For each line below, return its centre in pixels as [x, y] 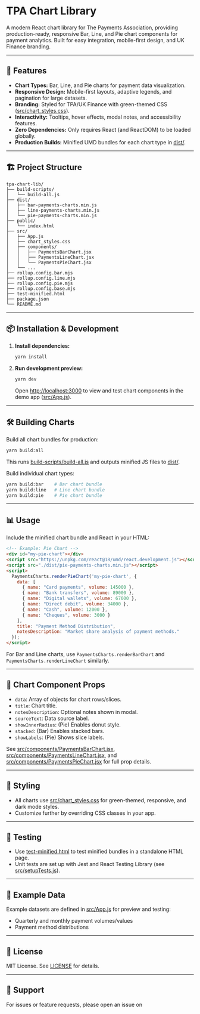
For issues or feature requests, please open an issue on [74, 1004]
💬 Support [25, 990]
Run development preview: [49, 369]
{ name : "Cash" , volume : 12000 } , [65, 610]
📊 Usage [23, 520]
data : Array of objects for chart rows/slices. [68, 699]
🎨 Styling [23, 786]
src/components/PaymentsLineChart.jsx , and [62, 755]
